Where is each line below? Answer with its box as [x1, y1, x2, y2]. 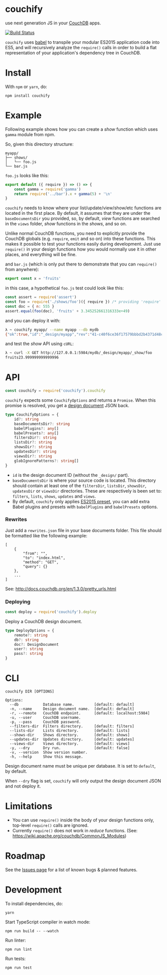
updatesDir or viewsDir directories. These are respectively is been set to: [12, 488, 162, 494]
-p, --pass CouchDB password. [9, 719, 81, 724]
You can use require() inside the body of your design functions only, [12, 817, 155, 823]
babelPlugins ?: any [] [14, 426, 59, 431]
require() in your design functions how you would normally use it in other [5, 246, 157, 252]
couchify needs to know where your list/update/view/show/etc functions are [5, 205, 162, 211]
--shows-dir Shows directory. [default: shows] [9, 732, 130, 738]
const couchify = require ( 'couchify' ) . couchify [5, 388, 106, 393]
